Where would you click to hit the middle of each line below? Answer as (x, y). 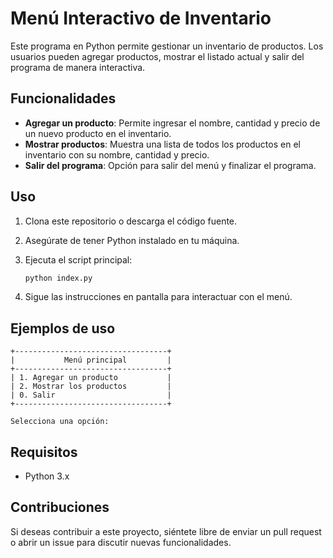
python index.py (58, 278)
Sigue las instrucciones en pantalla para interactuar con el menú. (158, 297)
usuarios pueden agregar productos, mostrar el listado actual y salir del (157, 56)
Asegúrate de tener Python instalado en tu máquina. (132, 240)
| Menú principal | (91, 360)
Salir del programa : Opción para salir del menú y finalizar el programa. (170, 165)
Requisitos (44, 452)
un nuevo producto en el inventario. (98, 133)
